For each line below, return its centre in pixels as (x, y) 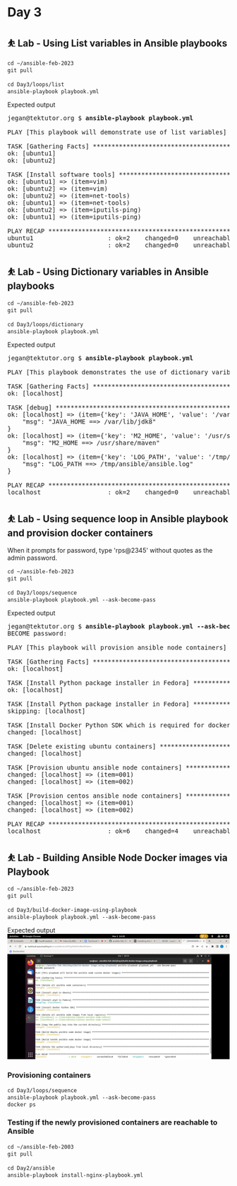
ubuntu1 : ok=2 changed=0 (93, 238)
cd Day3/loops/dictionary (45, 324)
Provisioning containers (49, 1075)
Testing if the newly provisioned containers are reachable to (113, 1122)
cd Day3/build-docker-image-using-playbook (72, 910)
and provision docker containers (80, 533)
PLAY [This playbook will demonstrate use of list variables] (117, 132)
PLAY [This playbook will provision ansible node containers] (117, 647)
